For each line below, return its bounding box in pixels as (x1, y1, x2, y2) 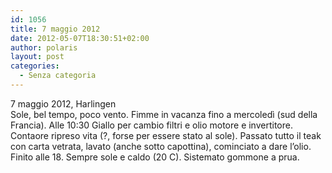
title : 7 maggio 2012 (10, 24, 101, 34)
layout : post (10, 52, 65, 62)
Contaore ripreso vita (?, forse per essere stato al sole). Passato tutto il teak (10, 129, 322, 141)
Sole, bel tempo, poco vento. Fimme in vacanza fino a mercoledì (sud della (10, 108, 318, 120)
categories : (10, 61, 60, 71)
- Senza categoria (19, 71, 97, 81)
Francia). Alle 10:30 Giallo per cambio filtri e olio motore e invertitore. (10, 119, 293, 131)
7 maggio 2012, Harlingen (10, 97, 117, 110)
